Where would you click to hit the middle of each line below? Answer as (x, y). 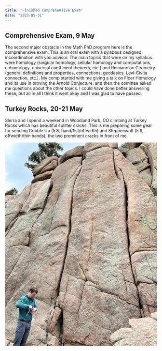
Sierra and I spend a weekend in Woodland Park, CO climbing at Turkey (76, 121)
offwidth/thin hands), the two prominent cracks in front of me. (67, 136)
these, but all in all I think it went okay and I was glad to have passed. (74, 93)
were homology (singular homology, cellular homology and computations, (78, 62)
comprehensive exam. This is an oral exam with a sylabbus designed (73, 52)
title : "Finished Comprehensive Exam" (44, 10)
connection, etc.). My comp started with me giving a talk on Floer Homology (81, 78)
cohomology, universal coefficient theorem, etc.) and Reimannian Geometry (80, 68)
